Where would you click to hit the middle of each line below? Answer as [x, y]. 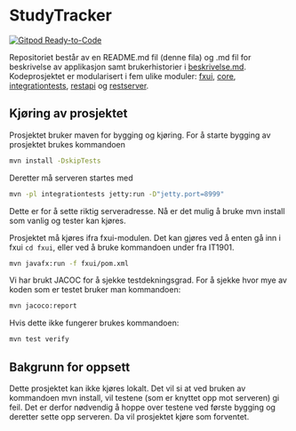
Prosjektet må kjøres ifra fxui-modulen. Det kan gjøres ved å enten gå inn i [145, 237]
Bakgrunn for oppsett [70, 367]
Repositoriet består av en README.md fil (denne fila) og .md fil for [130, 57]
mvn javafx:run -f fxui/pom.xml [69, 263]
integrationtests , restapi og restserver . [79, 85]
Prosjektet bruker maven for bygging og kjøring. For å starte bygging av [140, 135]
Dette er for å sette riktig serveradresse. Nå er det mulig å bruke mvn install [147, 211]
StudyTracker [61, 16]
